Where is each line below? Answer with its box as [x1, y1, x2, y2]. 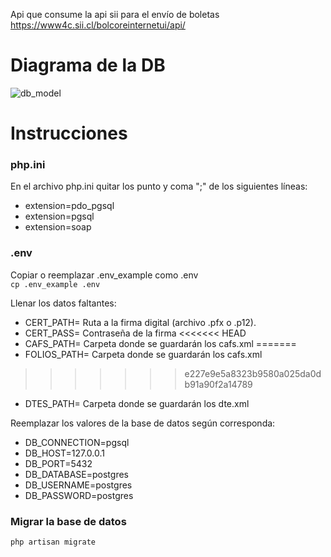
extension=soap [24, 221, 92, 233]
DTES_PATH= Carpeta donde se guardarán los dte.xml [24, 397, 250, 409]
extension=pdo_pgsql [24, 200, 115, 212]
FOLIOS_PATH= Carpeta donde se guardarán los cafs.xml [24, 348, 263, 360]
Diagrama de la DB [10, 54, 166, 77]
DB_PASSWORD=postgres [24, 489, 134, 501]
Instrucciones [10, 122, 128, 145]
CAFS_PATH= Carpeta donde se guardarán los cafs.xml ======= [24, 337, 297, 349]
